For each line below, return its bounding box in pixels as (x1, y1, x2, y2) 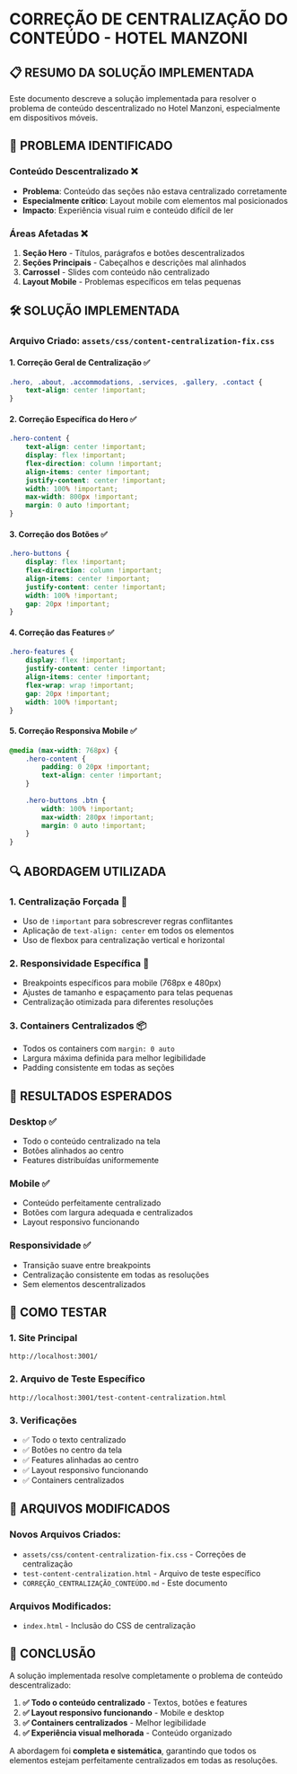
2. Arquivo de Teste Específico (9, 1372, 145, 1385)
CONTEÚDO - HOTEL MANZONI (9, 28, 249, 49)
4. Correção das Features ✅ (9, 627, 115, 638)
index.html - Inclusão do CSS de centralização (22, 1620, 196, 1631)
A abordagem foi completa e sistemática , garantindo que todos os (9, 1745, 258, 1756)
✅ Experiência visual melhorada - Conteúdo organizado (22, 1727, 232, 1738)
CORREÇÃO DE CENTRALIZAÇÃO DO (9, 9, 289, 30)
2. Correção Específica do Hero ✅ (9, 413, 137, 424)
